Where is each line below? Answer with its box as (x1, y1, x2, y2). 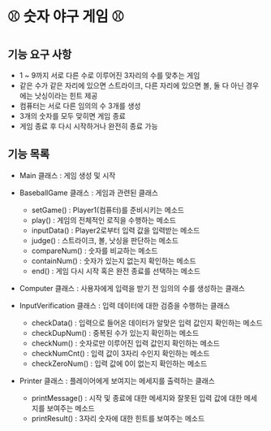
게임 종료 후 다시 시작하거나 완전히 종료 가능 (19, 121, 159, 131)
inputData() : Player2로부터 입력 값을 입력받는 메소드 (31, 225, 200, 235)
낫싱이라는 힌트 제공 (34, 91, 98, 100)
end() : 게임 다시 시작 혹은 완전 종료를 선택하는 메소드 (31, 266, 200, 276)
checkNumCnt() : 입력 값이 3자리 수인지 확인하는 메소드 (31, 348, 210, 358)
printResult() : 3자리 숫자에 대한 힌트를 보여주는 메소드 (31, 413, 205, 423)
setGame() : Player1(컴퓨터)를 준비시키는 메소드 (31, 205, 184, 215)
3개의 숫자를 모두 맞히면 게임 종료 (19, 111, 127, 120)
